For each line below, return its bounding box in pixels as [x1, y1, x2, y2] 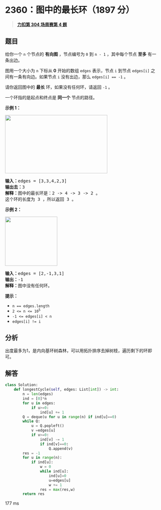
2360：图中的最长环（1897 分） [5, 4, 135, 16]
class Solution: [5, 382, 38, 387]
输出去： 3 [5, 184, 25, 190]
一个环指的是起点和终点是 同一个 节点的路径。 [5, 94, 98, 100]
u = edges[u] [48, 478, 71, 483]
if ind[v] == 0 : [40, 442, 69, 446]
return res [22, 491, 45, 496]
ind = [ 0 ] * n [22, 396, 47, 401]
